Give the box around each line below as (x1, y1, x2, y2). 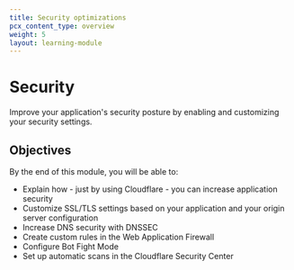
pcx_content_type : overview (9, 22, 115, 31)
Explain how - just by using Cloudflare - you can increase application (22, 184, 278, 194)
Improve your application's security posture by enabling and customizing (9, 107, 280, 118)
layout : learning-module (9, 38, 102, 48)
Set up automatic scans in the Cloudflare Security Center (22, 251, 234, 261)
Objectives (9, 142, 72, 157)
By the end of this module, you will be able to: (9, 166, 179, 176)
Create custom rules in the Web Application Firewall (22, 231, 215, 242)
